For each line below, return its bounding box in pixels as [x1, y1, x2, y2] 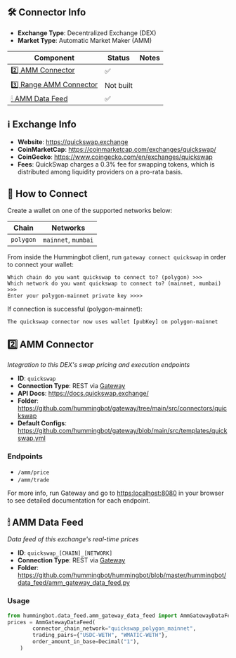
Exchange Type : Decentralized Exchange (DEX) [17, 28, 157, 37]
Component [34, 53, 75, 63]
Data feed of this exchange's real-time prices [7, 535, 139, 543]
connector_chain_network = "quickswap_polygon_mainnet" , [32, 625, 197, 632]
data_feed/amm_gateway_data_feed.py [17, 579, 130, 587]
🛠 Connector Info [7, 6, 86, 18]
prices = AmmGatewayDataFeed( [7, 619, 96, 626]
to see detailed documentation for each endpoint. [7, 496, 151, 505]
